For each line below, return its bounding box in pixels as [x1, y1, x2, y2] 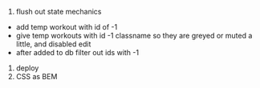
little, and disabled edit [15, 39, 91, 49]
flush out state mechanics [15, 7, 102, 16]
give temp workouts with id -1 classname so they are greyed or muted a [15, 31, 253, 40]
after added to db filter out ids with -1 [15, 48, 139, 57]
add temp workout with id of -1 [15, 22, 118, 31]
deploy [15, 63, 39, 73]
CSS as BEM [15, 72, 58, 81]
